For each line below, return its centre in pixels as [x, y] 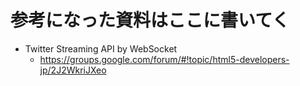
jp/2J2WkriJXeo [73, 70]
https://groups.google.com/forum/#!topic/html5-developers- [164, 59]
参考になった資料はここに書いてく [150, 20]
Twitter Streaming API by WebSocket [101, 48]
